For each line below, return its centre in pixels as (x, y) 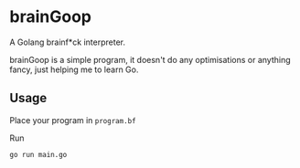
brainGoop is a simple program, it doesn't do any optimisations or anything (150, 59)
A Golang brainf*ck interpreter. (68, 42)
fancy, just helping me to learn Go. (74, 69)
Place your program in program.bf (73, 120)
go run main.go (38, 154)
